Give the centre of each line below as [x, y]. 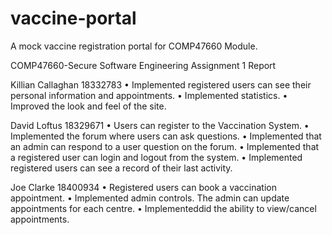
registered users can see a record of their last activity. [121, 168]
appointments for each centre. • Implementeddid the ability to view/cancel [163, 208]
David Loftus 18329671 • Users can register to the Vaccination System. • [160, 125]
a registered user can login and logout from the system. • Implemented [156, 157]
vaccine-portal [73, 18]
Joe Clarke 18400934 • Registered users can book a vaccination [143, 187]
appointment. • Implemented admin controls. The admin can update [150, 198]
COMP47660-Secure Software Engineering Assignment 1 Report [143, 65]
